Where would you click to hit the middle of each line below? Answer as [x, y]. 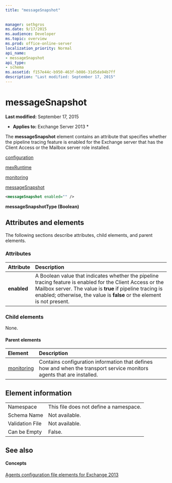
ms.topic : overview [26, 39]
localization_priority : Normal [39, 48]
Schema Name [26, 415]
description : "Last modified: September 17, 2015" [60, 77]
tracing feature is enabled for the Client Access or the [99, 282]
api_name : [16, 53]
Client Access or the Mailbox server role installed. [58, 147]
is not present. [52, 301]
